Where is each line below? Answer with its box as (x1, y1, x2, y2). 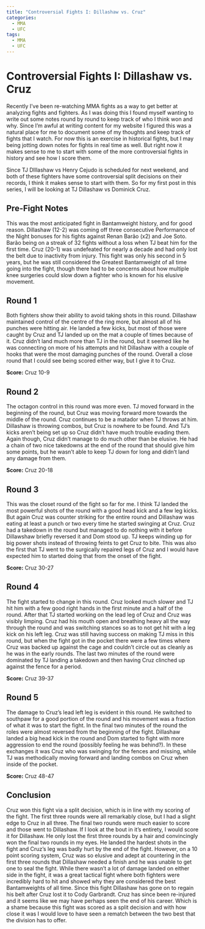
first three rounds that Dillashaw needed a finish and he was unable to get (6, 858, 192, 866)
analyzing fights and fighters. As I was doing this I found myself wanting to (6, 109, 194, 116)
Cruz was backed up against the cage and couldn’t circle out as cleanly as (6, 643, 193, 651)
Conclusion (6, 790, 51, 800)
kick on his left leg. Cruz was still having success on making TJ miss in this (6, 630, 194, 638)
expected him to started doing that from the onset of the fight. (6, 552, 162, 560)
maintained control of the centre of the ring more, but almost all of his (6, 318, 181, 325)
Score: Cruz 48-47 (6, 772, 54, 779)
